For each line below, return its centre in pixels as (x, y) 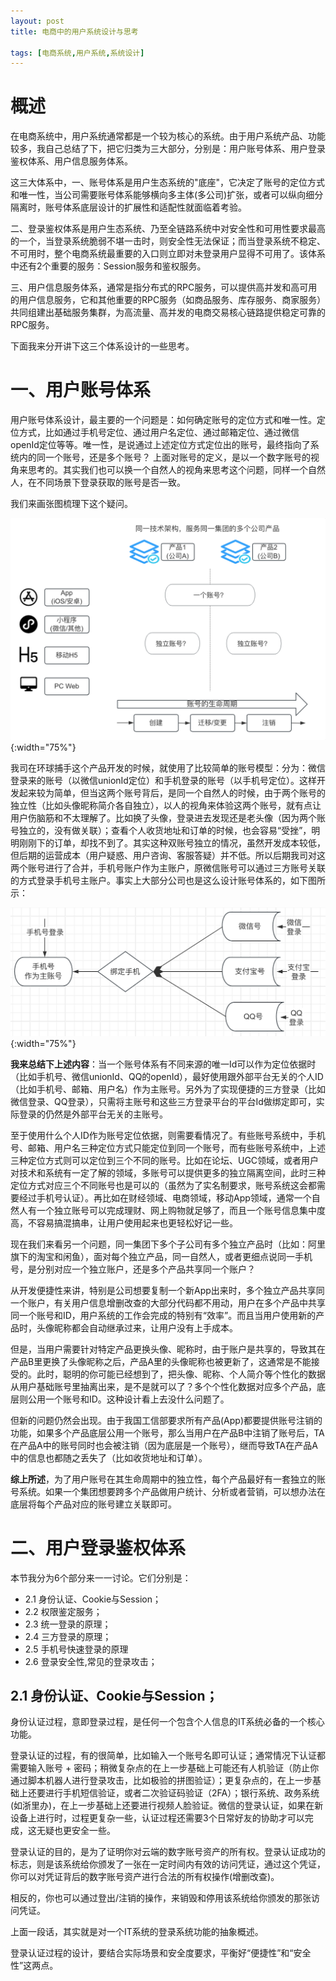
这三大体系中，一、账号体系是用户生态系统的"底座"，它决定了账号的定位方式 (168, 182)
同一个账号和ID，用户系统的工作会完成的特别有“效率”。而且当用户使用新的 (163, 1315)
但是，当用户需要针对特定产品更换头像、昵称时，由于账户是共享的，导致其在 (168, 1349)
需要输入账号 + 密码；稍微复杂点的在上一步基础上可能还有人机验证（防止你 (165, 1768)
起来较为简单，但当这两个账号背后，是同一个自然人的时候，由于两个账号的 (172, 792)
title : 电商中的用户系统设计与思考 (74, 31)
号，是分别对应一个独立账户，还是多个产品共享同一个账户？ (133, 1269)
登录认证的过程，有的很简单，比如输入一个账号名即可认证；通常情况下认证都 (168, 1756)
